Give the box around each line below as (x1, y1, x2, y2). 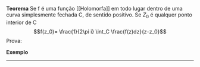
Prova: (6, 37, 22, 44)
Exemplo (6, 48, 29, 55)
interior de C (6, 19, 37, 26)
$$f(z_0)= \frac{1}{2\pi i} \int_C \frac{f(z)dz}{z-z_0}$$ (33, 28, 167, 35)
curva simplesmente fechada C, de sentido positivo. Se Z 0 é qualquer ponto (6, 11, 192, 19)
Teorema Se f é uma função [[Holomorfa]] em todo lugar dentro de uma (6, 5, 183, 12)
